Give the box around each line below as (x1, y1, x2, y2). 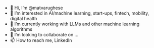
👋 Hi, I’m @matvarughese (10, 5, 63, 11)
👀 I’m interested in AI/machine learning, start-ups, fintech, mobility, (10, 10, 149, 16)
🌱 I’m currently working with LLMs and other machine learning (10, 21, 140, 27)
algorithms (10, 26, 33, 32)
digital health (10, 16, 37, 21)
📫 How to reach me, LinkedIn (10, 37, 72, 43)
